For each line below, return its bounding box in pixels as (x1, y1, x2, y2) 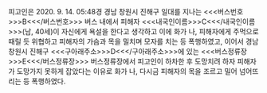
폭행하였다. (31, 76, 66, 86)
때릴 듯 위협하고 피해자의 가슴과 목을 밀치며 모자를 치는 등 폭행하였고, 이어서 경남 (8, 37, 259, 46)
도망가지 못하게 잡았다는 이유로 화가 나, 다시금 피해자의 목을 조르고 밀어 (16, 67, 238, 76)
